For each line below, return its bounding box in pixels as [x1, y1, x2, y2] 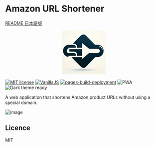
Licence [5, 123, 31, 132]
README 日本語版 [5, 20, 42, 26]
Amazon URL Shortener [5, 3, 105, 14]
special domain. [5, 99, 38, 105]
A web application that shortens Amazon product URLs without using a [5, 94, 151, 100]
